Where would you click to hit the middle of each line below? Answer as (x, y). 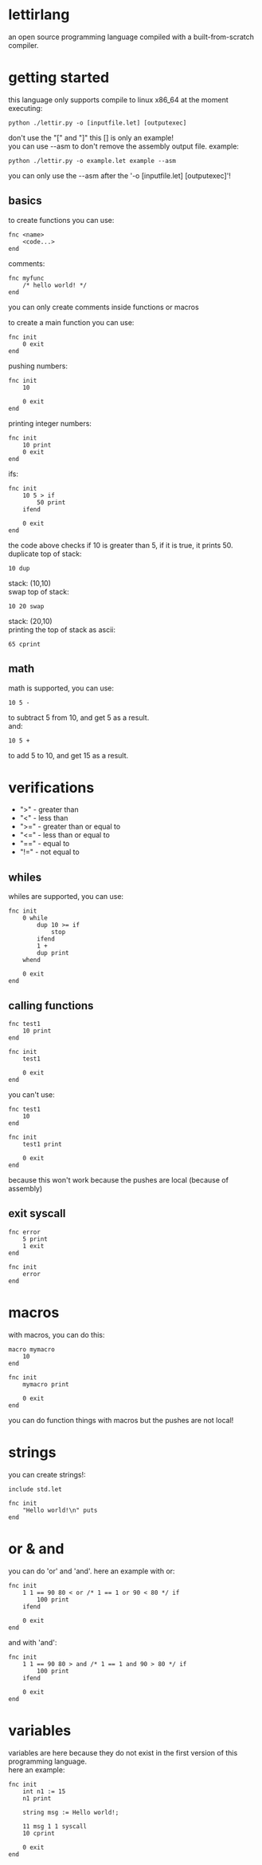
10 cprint (39, 1833)
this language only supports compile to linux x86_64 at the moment (118, 99)
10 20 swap (26, 606)
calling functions (51, 1006)
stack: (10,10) (30, 583)
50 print (51, 502)
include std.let (35, 1489)
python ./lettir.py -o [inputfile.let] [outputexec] (98, 123)
